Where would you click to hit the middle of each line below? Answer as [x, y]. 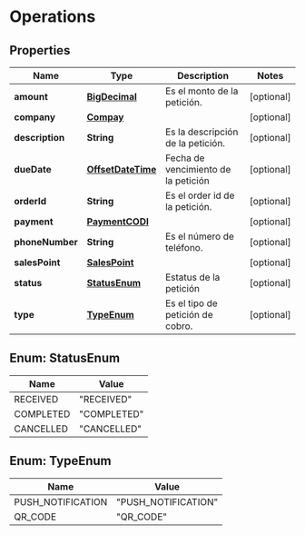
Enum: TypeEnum [60, 461]
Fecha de [185, 158]
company [35, 117]
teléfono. [184, 248]
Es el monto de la [202, 91]
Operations [53, 17]
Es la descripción [202, 132]
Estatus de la [192, 277]
